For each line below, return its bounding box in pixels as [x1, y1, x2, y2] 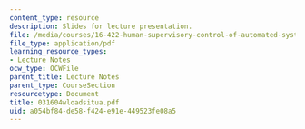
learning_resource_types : [9, 47, 107, 56]
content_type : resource [9, 13, 100, 23]
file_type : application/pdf [9, 38, 116, 48]
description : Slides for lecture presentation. [9, 22, 193, 31]
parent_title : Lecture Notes [9, 73, 120, 82]
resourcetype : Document [9, 89, 100, 98]
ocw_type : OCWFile [9, 64, 79, 74]
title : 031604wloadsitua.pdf [9, 97, 120, 107]
